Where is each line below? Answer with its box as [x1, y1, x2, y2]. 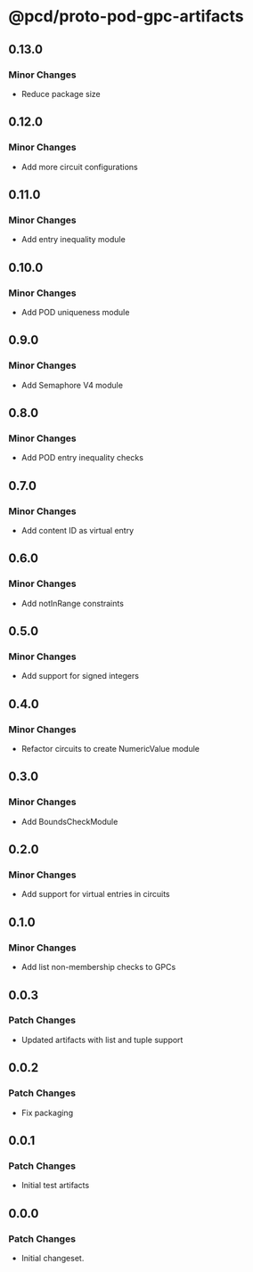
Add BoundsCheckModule [20, 816, 118, 827]
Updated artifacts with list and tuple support [20, 1034, 184, 1045]
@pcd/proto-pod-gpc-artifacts [8, 6, 244, 27]
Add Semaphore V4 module [20, 379, 124, 390]
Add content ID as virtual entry [20, 526, 135, 535]
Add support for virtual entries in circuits [20, 889, 170, 900]
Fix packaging [20, 1107, 73, 1118]
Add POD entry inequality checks [20, 453, 144, 463]
